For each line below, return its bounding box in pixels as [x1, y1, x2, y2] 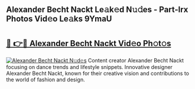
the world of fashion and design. [6, 76, 85, 83]
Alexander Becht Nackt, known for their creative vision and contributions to [6, 70, 189, 77]
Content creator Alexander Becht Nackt [87, 57, 184, 64]
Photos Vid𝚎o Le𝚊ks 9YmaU [6, 14, 112, 24]
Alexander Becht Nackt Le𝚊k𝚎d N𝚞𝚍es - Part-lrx [6, 5, 188, 15]
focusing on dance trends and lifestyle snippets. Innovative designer [6, 64, 173, 70]
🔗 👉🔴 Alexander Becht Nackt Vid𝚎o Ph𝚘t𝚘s [6, 38, 171, 48]
